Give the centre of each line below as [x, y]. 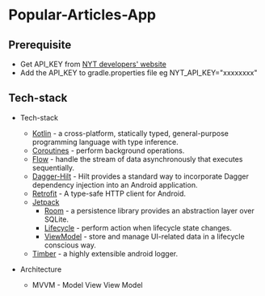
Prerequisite [40, 45]
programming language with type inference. [105, 142]
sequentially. [53, 167]
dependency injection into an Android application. [115, 184]
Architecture [41, 269]
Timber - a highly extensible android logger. [105, 253]
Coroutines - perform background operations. [108, 150]
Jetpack [46, 202]
